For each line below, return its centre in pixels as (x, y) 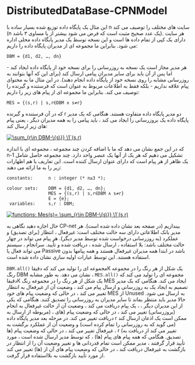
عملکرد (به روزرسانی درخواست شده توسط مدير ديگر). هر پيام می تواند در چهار (93, 238)
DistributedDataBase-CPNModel (87, 11)
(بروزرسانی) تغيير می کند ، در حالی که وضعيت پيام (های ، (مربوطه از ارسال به (91, 312)
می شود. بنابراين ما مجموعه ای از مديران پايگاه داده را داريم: (72, 46)
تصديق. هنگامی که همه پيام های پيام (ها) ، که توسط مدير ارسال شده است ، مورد (94, 336)
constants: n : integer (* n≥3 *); (56, 178)
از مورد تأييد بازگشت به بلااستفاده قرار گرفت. (56, 355)
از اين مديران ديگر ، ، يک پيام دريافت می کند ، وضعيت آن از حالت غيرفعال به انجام (95, 305)
